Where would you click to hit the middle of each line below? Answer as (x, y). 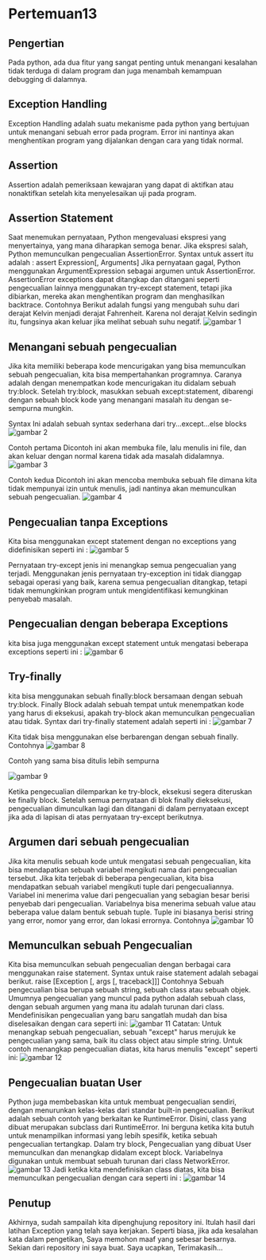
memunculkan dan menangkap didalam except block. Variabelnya (116, 1152)
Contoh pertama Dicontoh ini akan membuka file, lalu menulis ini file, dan (127, 448)
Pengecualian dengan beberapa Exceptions (118, 624)
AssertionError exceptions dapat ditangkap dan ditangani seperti (114, 280)
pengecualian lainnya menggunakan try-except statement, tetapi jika (120, 288)
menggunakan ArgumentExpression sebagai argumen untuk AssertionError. (132, 271)
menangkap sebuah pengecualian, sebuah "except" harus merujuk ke (122, 1032)
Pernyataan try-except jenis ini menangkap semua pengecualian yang (122, 565)
